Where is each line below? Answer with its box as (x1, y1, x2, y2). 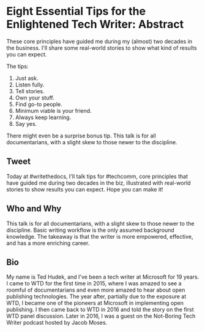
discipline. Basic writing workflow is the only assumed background (6, 226, 174, 234)
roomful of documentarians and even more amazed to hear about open (6, 287, 185, 294)
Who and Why (6, 204, 62, 214)
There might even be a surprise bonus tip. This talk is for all (6, 132, 156, 139)
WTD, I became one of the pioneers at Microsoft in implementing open (6, 299, 184, 307)
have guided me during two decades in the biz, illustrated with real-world (6, 179, 191, 187)
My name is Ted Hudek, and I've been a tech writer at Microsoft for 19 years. (6, 273, 199, 280)
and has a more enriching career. (6, 239, 90, 247)
